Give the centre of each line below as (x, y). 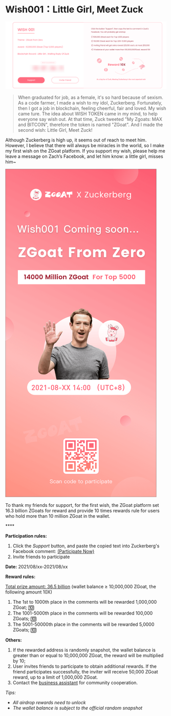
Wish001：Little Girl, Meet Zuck (74, 9)
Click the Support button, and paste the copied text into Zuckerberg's (86, 546)
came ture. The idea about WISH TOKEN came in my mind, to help (88, 114)
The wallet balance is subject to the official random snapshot (77, 708)
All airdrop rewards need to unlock (49, 703)
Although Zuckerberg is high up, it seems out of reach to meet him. (76, 140)
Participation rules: (26, 536)
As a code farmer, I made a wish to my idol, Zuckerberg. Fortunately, (90, 103)
